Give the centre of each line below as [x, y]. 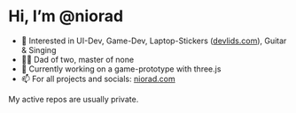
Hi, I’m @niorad [66, 16]
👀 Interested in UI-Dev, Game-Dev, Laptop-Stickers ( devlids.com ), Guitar [154, 41]
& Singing [39, 49]
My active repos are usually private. [74, 99]
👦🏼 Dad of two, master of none [78, 59]
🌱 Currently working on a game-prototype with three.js [121, 69]
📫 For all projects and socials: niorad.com [98, 79]
